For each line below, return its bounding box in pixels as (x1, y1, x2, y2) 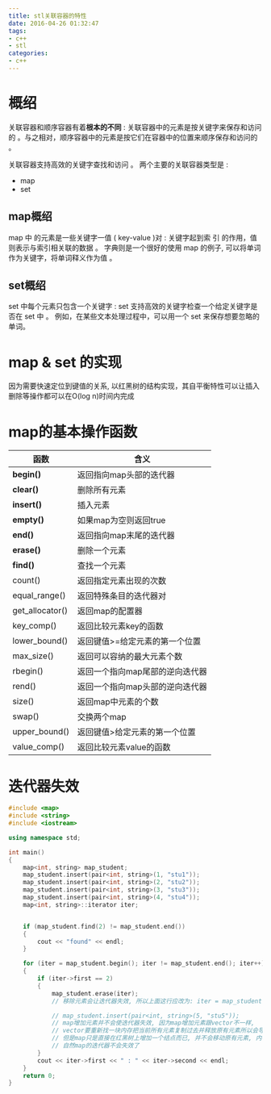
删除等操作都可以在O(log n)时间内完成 (8, 391, 135, 401)
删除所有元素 (77, 485, 127, 496)
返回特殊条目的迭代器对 (77, 591, 167, 602)
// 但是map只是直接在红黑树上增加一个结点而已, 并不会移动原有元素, (51, 1034, 252, 1042)
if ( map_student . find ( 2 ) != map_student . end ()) (23, 922, 186, 930)
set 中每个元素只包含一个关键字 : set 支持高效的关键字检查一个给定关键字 (8, 302, 252, 311)
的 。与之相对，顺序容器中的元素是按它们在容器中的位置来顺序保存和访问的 (8, 132, 258, 142)
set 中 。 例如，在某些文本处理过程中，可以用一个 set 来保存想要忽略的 (23, 311, 260, 321)
